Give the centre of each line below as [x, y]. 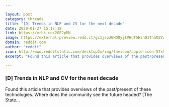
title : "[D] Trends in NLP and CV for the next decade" [65, 24]
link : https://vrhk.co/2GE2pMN [38, 33]
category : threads [24, 19]
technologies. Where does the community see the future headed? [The [79, 94]
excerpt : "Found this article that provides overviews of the [72, 56]
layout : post [19, 14]
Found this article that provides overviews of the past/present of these [78, 89]
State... [13, 100]
